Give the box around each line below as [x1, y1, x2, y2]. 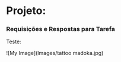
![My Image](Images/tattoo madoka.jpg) [6, 50, 104, 57]
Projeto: [6, 4, 46, 18]
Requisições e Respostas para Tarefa [6, 25, 116, 33]
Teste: [6, 38, 22, 45]
